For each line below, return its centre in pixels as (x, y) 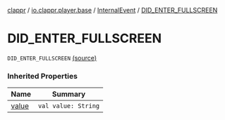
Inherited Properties (42, 76)
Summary (69, 94)
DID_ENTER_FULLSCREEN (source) (52, 58)
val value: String (69, 106)
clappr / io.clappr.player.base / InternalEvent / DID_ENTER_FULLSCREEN (112, 10)
